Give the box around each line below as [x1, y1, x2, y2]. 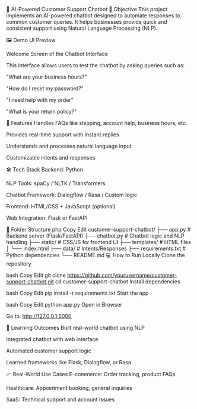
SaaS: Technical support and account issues [6, 396, 115, 403]
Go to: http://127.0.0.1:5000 [6, 313, 72, 320]
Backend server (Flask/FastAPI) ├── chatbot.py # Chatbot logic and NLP [6, 232, 185, 239]
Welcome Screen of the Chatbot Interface [6, 51, 108, 57]
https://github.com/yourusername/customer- [67, 271, 177, 279]
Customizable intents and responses [6, 154, 96, 161]
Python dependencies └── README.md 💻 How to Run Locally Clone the [6, 252, 185, 258]
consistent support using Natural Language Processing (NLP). [6, 24, 158, 32]
